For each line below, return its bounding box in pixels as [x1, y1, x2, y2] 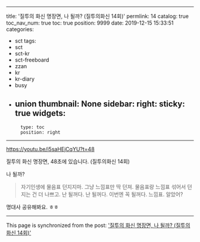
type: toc [20, 124, 45, 130]
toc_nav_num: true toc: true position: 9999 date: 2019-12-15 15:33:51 [6, 19, 174, 26]
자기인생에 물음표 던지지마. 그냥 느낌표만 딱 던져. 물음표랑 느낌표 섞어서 [20, 183, 186, 190]
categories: [6, 26, 34, 33]
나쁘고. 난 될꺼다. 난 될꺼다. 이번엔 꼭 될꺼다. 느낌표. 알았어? [44, 191, 183, 198]
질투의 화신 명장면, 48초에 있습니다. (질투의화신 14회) [6, 158, 130, 165]
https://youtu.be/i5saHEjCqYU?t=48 [6, 145, 95, 152]
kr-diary [14, 75, 35, 82]
